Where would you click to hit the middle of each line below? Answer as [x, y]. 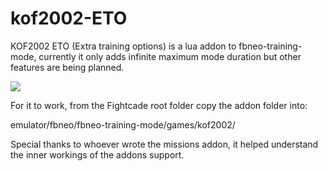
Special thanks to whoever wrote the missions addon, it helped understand [164, 144]
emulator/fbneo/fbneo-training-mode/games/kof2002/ [123, 124]
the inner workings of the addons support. [97, 154]
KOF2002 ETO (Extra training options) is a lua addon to [123, 46]
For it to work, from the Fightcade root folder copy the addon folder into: [159, 105]
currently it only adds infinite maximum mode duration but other [170, 56]
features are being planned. [67, 67]
